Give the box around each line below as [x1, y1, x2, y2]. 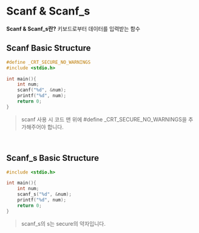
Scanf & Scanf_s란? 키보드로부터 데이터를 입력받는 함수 [6, 25, 141, 32]
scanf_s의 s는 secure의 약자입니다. [21, 220, 106, 227]
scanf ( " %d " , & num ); [17, 87, 67, 93]
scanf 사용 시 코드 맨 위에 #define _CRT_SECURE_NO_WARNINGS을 [21, 115, 187, 123]
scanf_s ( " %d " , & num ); [17, 191, 72, 198]
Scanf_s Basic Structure [6, 153, 99, 163]
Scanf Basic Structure [6, 43, 91, 53]
